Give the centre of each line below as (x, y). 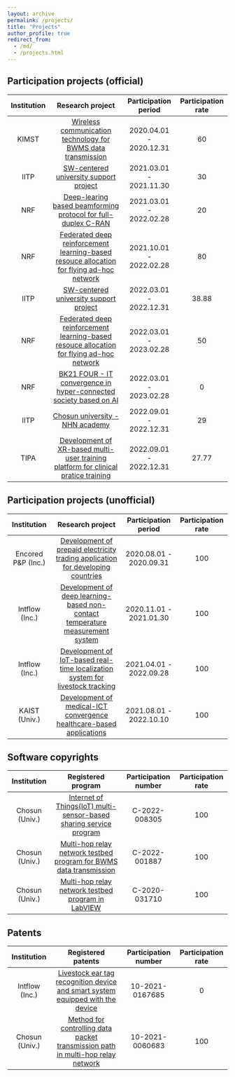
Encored (29, 554)
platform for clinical (86, 467)
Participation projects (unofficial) (81, 501)
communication (86, 130)
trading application (86, 558)
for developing (86, 567)
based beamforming (86, 205)
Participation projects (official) (76, 81)
